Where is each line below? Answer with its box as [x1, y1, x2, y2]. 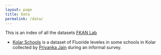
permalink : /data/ [5, 16, 43, 21]
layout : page [5, 7, 32, 12]
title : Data [5, 12, 30, 17]
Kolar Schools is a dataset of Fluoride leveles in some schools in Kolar [12, 39, 156, 45]
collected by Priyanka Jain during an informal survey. [12, 45, 122, 51]
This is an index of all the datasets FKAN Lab [5, 30, 97, 36]
